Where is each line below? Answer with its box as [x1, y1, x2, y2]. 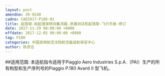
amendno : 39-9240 [5, 12, 41, 17]
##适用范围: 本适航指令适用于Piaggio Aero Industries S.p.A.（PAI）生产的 [5, 58, 156, 65]
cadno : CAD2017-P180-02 [5, 16, 55, 21]
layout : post [5, 7, 32, 12]
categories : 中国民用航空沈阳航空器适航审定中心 [5, 40, 96, 45]
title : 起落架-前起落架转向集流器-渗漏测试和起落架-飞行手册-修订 [5, 21, 126, 26]
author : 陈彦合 [5, 44, 34, 49]
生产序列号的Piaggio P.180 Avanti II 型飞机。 [22, 65, 113, 71]
